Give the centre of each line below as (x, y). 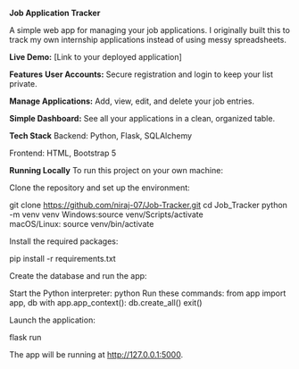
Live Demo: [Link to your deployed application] (96, 57)
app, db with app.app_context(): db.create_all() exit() (106, 302)
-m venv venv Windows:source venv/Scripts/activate (106, 214)
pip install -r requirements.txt (62, 259)
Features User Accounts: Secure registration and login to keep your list (141, 74)
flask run (25, 337)
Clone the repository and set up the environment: (100, 188)
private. (23, 84)
